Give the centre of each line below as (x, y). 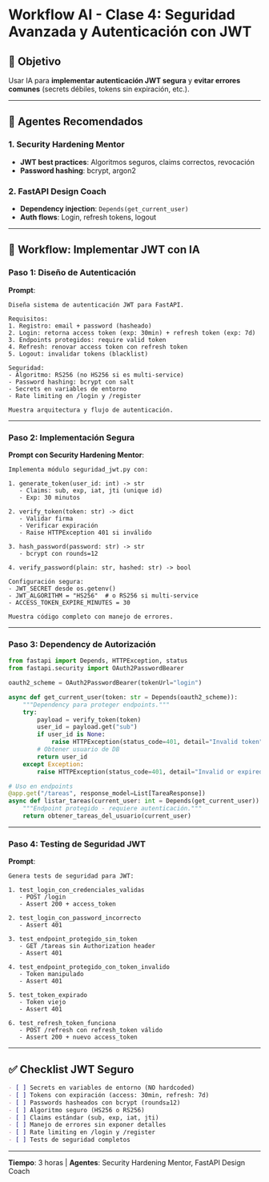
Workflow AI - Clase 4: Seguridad (122, 15)
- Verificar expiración (58, 525)
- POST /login (42, 897)
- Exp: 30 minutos (50, 497)
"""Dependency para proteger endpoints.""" (96, 705)
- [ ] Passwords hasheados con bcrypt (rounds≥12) (94, 1103)
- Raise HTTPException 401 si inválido (85, 533)
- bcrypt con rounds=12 (58, 553)
